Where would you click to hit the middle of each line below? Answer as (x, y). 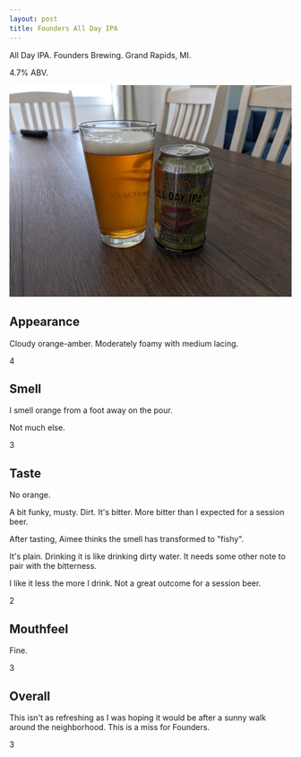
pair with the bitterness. (53, 566)
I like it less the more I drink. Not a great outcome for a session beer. (135, 583)
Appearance (45, 322)
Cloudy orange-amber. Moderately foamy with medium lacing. (124, 343)
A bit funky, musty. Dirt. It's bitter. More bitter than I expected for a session (147, 512)
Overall (30, 696)
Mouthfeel (39, 628)
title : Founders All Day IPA (64, 28)
